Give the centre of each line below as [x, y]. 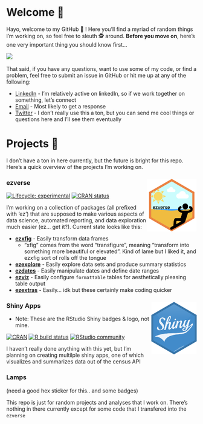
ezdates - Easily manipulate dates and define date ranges [87, 271]
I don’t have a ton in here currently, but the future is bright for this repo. [95, 161]
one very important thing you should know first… [67, 44]
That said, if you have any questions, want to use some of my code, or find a [101, 68]
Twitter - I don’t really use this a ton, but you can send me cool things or [105, 113]
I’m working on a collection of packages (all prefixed [72, 208]
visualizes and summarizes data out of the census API [73, 362]
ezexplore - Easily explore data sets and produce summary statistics [101, 264]
